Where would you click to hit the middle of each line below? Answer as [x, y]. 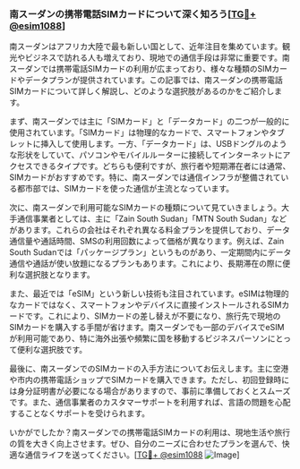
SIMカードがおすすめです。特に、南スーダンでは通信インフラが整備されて [145, 177]
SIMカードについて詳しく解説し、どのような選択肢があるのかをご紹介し [142, 91]
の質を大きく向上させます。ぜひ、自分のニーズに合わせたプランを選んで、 [146, 444]
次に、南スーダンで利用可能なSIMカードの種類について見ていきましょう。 [146, 208]
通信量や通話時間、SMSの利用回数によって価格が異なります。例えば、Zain [147, 241]
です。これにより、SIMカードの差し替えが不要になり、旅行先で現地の [153, 316]
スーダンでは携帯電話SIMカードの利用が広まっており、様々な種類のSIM [141, 69]
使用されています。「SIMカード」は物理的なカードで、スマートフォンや [139, 132]
